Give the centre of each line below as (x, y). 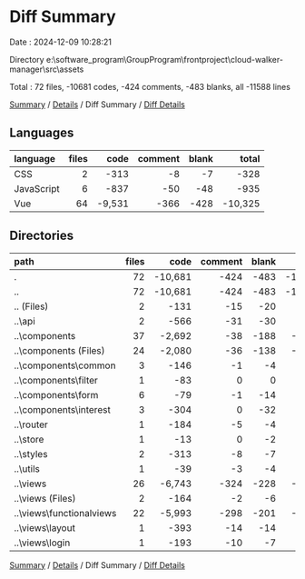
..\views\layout (44, 527)
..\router (31, 424)
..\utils (27, 468)
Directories (42, 236)
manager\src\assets (47, 69)
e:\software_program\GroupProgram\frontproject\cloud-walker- (165, 59)
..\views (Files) (45, 498)
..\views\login (42, 543)
